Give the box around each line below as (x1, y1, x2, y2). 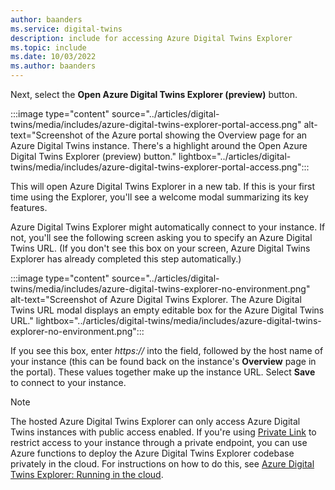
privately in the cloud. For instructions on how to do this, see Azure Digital (10, 458, 315, 470)
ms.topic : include (10, 42, 87, 53)
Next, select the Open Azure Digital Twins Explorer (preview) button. (10, 89, 298, 100)
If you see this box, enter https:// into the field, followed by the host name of (10, 345, 324, 356)
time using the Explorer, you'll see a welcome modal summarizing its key (10, 191, 309, 203)
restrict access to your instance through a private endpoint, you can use (10, 437, 308, 448)
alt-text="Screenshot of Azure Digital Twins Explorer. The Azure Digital (10, 294, 302, 305)
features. (10, 202, 48, 213)
